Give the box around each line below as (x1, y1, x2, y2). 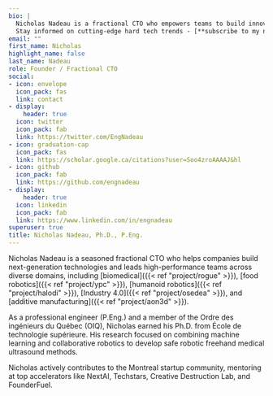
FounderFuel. (8, 380, 53, 389)
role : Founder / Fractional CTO (8, 65, 118, 73)
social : (8, 72, 35, 81)
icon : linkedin (15, 201, 67, 209)
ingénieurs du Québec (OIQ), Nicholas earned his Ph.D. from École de (8, 321, 242, 330)
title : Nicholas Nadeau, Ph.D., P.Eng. (8, 231, 144, 240)
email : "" (8, 34, 42, 43)
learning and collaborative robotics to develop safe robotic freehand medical (8, 338, 265, 348)
